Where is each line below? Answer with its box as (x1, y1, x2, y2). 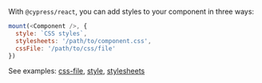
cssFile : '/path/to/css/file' (15, 44, 116, 53)
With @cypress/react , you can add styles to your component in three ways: (8, 7, 254, 16)
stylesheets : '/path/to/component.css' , (15, 37, 152, 45)
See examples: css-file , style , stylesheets (8, 66, 145, 76)
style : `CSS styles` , (15, 30, 88, 38)
